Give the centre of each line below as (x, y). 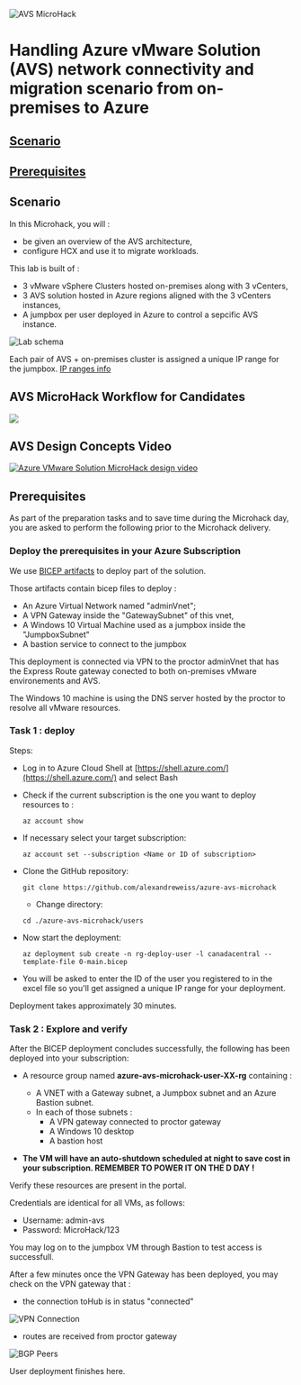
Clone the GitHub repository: (75, 870)
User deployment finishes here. (67, 1371)
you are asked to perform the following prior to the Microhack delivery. (140, 528)
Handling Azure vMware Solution (135, 50)
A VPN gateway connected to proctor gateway (135, 1122)
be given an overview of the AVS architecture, (107, 241)
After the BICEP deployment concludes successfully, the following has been (150, 1049)
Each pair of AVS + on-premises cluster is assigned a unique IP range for (145, 359)
